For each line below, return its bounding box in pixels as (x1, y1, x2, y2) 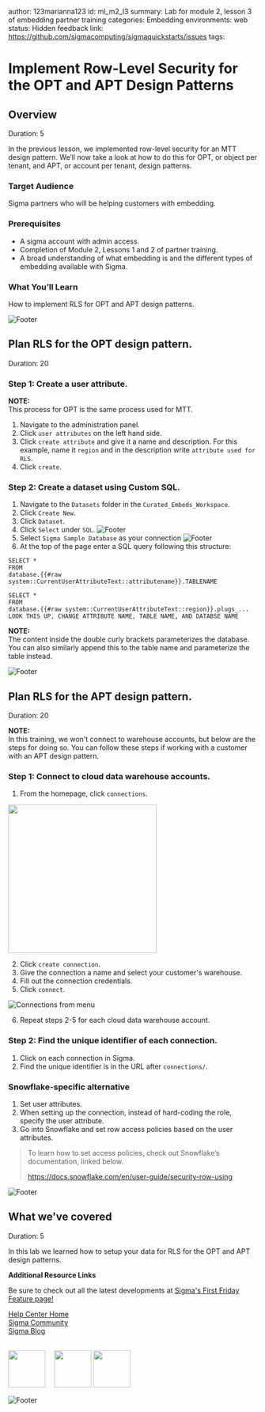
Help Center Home (8, 1309, 70, 1319)
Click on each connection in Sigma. (19, 1053, 135, 1062)
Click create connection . (19, 960, 101, 969)
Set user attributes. (19, 1100, 83, 1108)
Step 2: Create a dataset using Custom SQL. (8, 482, 180, 493)
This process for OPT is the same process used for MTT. (8, 405, 194, 414)
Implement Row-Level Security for (8, 59, 239, 78)
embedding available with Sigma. (19, 261, 128, 271)
